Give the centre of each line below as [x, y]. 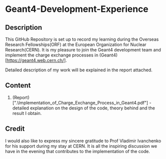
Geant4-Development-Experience [77, 9]
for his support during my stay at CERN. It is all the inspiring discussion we [81, 146]
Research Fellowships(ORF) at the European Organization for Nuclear [76, 45]
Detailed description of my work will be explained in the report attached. [79, 70]
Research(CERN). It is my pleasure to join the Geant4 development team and [83, 50]
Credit [15, 129]
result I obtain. [27, 113]
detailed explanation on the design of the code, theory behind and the [83, 108]
